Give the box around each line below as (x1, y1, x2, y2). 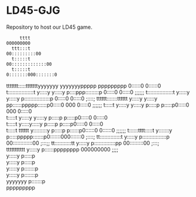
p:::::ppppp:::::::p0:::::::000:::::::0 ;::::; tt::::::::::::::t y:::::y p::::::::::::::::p (6, 133, 170, 140)
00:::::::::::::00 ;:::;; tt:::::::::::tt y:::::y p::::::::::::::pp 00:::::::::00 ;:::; (6, 139, 160, 147)
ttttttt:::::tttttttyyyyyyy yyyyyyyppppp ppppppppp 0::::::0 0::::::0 (6, 82, 161, 89)
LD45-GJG (6, 4, 60, 17)
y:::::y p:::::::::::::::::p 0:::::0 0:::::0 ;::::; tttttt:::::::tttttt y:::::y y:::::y (6, 95, 158, 102)
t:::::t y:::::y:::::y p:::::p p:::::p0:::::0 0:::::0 (6, 120, 103, 128)
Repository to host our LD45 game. (6, 23, 93, 31)
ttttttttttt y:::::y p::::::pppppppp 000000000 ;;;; (6, 146, 118, 153)
